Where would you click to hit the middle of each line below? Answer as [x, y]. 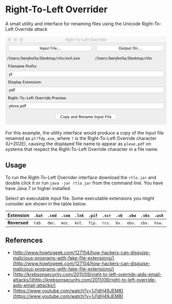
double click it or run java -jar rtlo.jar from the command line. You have [84, 183]
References [24, 241]
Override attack [31, 29]
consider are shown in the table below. [46, 204]
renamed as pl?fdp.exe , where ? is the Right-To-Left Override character [81, 138]
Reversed [18, 223]
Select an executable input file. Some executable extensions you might [80, 198]
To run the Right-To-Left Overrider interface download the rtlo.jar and [81, 178]
